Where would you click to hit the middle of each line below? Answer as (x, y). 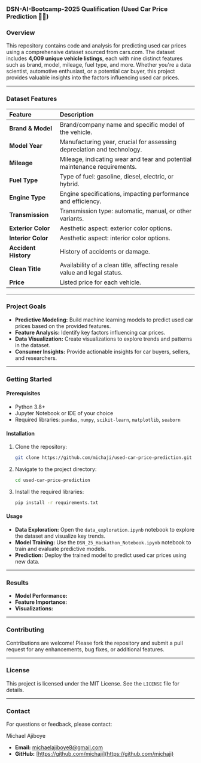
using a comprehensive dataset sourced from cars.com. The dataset (91, 52)
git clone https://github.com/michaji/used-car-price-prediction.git (103, 458)
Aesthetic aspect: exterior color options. (116, 228)
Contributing (25, 630)
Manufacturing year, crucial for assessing (118, 142)
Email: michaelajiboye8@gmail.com (59, 747)
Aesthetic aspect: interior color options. (115, 238)
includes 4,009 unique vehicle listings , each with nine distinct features (95, 58)
